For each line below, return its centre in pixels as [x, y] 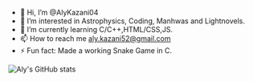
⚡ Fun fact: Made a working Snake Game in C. [96, 51]
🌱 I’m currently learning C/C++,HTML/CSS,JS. [96, 29]
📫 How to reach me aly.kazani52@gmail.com [95, 39]
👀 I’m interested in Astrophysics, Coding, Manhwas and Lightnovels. [132, 21]
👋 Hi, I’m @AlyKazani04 [59, 12]
